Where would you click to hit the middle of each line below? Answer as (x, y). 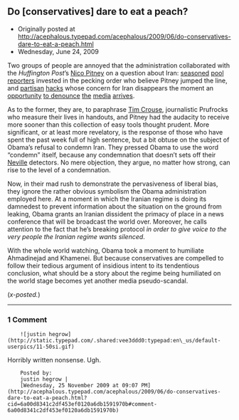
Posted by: (36, 373)
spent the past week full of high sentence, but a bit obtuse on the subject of (118, 140)
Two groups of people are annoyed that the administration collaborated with (118, 65)
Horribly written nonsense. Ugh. (54, 360)
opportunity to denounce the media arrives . (71, 95)
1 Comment (27, 320)
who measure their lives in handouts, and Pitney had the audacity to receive (118, 117)
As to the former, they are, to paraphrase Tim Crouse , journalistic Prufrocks (118, 109)
